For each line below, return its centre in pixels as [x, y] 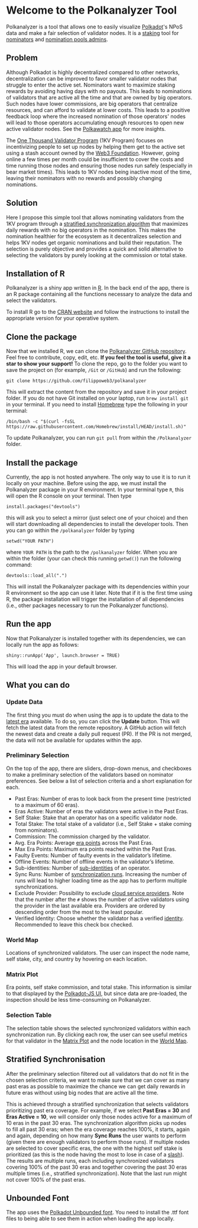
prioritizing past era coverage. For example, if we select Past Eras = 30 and [98, 1110]
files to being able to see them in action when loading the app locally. [90, 1219]
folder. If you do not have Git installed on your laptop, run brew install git [98, 398]
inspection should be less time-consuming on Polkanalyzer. [79, 1000]
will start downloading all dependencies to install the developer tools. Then [97, 524]
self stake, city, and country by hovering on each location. [77, 959]
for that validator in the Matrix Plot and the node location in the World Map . [97, 1041]
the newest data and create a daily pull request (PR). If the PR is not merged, [99, 734]
